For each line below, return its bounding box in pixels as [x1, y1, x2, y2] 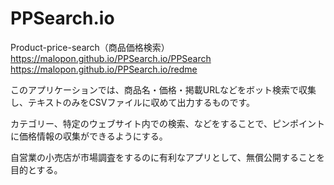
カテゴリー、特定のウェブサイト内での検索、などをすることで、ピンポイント [10, 117, 325, 129]
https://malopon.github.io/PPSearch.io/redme [10, 63, 198, 75]
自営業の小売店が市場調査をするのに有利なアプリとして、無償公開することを [10, 151, 325, 163]
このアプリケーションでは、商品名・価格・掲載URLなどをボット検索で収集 [10, 83, 317, 96]
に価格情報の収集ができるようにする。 [10, 130, 168, 142]
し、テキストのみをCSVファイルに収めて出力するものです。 [10, 96, 256, 108]
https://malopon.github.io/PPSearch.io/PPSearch [10, 52, 212, 64]
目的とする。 [10, 163, 63, 176]
